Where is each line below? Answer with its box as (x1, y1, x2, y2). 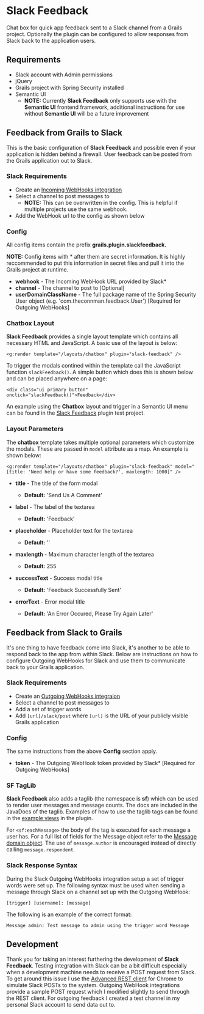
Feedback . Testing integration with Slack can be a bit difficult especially (6, 961, 188, 969)
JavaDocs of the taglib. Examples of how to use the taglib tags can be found (6, 808, 198, 815)
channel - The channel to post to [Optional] (15, 284, 125, 292)
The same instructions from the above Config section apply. (6, 747, 158, 755)
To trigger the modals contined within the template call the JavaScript (6, 362, 181, 369)
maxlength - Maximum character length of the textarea (15, 550, 154, 558)
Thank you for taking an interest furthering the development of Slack (6, 955, 179, 963)
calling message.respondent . (6, 846, 75, 853)
